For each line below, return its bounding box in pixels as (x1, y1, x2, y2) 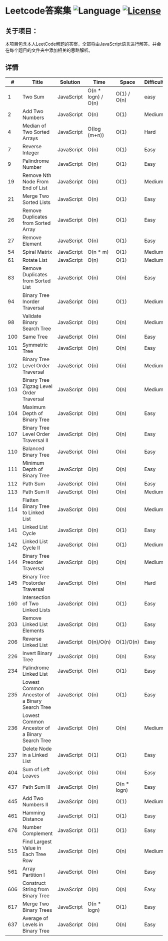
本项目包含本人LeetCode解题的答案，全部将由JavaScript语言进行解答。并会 (5, 41, 161, 47)
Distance (22, 815, 43, 822)
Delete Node (22, 745, 52, 752)
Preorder (22, 559, 43, 566)
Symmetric (22, 341, 48, 348)
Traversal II (22, 437, 48, 444)
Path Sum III (22, 783, 51, 790)
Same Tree (22, 333, 48, 340)
